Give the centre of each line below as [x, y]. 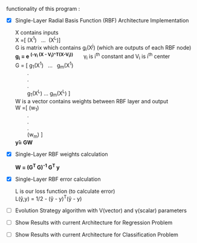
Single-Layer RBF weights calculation [61, 154]
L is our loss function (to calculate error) [65, 191]
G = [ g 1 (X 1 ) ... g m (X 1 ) [44, 65]
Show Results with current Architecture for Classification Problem [96, 235]
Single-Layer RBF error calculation [58, 179]
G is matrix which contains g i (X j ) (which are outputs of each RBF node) [103, 47]
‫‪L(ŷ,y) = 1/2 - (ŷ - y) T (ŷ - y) [48, 198]
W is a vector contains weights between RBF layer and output [92, 101]
